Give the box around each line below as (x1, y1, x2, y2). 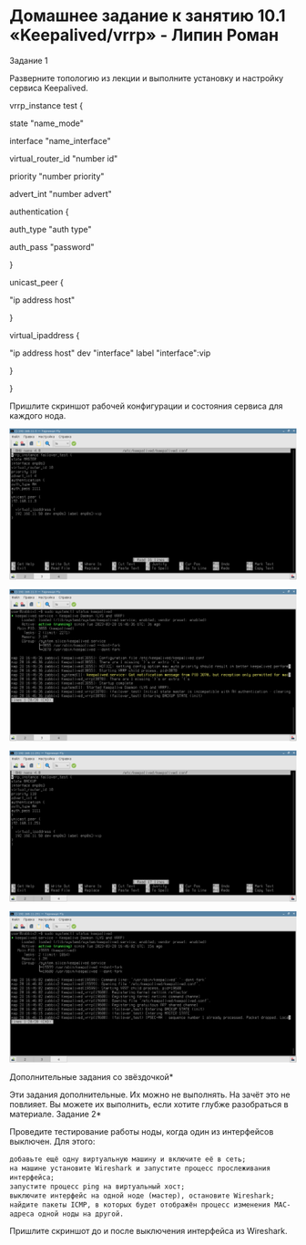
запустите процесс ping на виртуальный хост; (9, 1182, 185, 1191)
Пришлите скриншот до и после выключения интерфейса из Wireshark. (9, 1226, 288, 1237)
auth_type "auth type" (9, 223, 93, 234)
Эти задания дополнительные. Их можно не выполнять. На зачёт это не (9, 1089, 291, 1100)
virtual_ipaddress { (9, 329, 80, 340)
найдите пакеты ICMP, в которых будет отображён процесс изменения (9, 1200, 271, 1209)
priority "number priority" (9, 171, 105, 182)
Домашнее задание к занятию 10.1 (9, 5, 286, 26)
